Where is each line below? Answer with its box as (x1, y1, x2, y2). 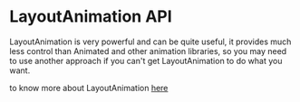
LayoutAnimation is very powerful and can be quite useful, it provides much (9, 36, 292, 47)
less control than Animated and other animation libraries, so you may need (9, 45, 287, 56)
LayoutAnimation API (9, 6, 172, 27)
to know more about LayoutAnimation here (9, 82, 169, 93)
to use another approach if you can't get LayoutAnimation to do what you (9, 55, 283, 66)
